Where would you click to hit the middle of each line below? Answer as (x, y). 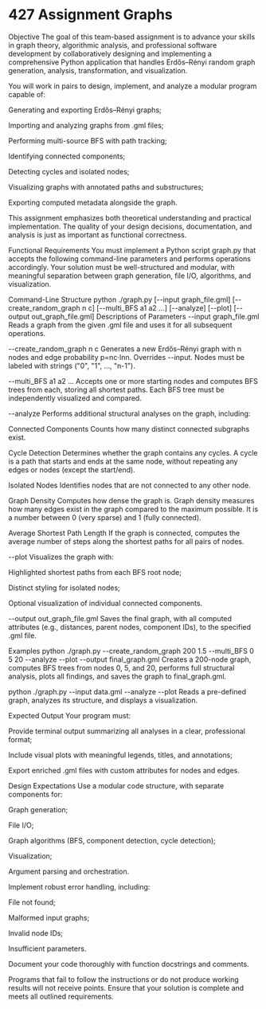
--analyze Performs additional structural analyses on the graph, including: (129, 413)
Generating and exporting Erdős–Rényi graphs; (85, 110)
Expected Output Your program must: (70, 715)
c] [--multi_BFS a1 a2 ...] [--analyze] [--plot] (160, 307)
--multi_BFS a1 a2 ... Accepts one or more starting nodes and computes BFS (133, 381)
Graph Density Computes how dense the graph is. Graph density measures (131, 500)
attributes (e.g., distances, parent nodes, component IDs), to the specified (130, 627)
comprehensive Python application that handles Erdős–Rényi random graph (132, 62)
